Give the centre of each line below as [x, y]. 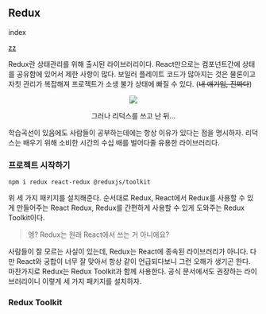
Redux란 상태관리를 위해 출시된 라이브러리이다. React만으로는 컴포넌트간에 [124, 64]
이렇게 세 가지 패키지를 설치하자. [92, 281]
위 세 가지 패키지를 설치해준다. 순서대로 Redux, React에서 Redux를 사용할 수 [127, 198]
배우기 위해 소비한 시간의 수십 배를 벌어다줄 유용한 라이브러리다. [121, 142]
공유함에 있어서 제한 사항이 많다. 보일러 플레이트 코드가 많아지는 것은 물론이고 [136, 74]
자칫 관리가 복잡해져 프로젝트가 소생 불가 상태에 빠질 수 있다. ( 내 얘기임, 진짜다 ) [130, 83]
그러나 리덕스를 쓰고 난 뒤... [133, 115]
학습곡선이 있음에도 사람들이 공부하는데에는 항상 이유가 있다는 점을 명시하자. [126, 132]
